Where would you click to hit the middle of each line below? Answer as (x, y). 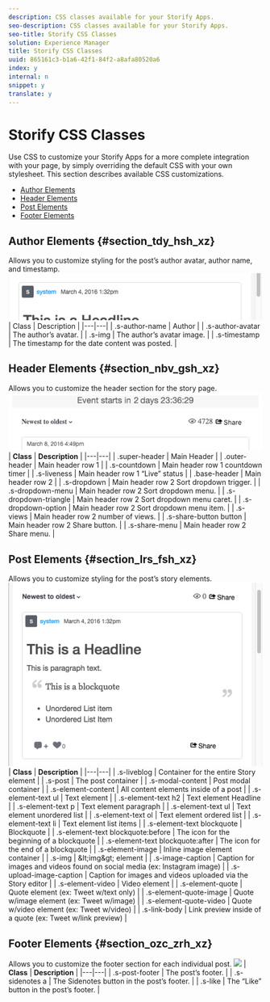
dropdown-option (37, 508)
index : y (23, 69)
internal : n (28, 77)
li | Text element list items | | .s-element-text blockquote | (147, 823)
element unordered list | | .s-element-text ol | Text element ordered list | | (130, 815)
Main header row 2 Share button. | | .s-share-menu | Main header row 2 (127, 525)
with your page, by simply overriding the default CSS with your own (120, 166)
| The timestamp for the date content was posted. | (93, 343)
